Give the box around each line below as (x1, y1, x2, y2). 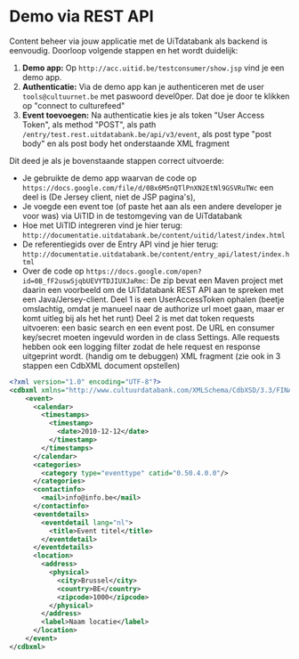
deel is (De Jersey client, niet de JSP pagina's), (21, 191, 196, 202)
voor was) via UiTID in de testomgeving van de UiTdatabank (21, 210, 243, 221)
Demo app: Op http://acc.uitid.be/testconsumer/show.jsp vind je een (21, 62, 285, 73)
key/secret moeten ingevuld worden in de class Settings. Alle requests (21, 331, 280, 342)
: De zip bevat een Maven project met (145, 274, 284, 286)
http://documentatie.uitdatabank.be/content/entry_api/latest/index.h (21, 249, 290, 259)
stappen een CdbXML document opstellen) (21, 360, 181, 370)
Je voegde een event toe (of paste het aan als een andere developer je (21, 200, 282, 211)
